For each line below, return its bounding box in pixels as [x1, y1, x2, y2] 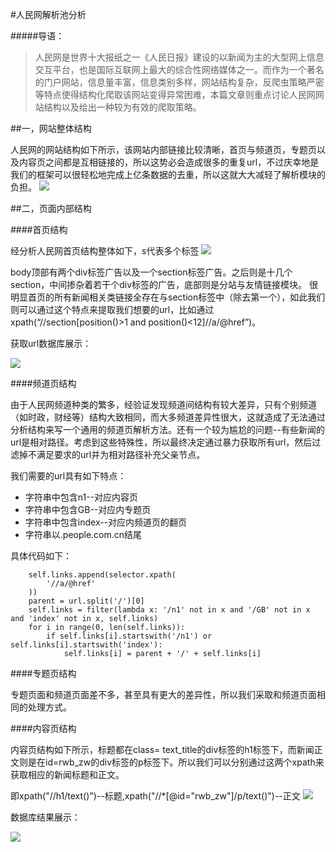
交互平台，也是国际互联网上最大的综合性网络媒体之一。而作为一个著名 [34, 64, 325, 75]
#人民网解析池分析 [10, 9, 87, 20]
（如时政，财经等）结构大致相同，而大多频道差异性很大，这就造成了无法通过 [10, 411, 326, 423]
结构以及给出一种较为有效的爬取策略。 [43, 101, 202, 113]
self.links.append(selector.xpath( [28, 570, 177, 580]
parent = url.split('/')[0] [28, 596, 145, 606]
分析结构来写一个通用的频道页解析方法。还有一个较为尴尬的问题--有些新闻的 [10, 424, 325, 435]
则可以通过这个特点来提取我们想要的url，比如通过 [10, 304, 215, 315]
